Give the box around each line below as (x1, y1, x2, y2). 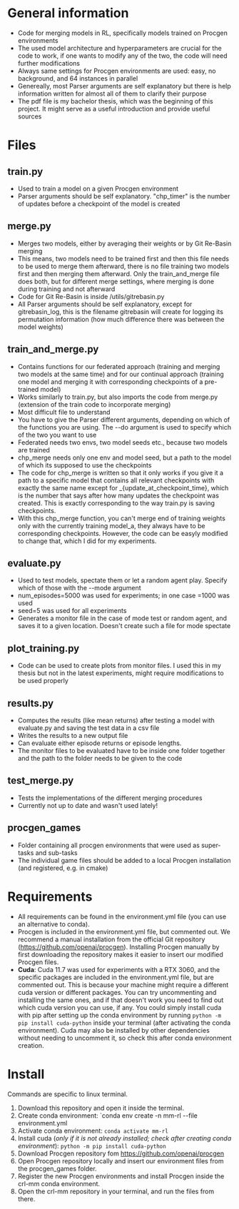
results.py (7, 697, 54, 709)
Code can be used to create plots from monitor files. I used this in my (17, 662, 221, 670)
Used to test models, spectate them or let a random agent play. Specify (17, 576, 228, 585)
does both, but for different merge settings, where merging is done (17, 277, 215, 285)
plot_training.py (7, 642, 80, 654)
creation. (17, 1041, 44, 1050)
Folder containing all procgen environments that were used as (17, 841, 200, 849)
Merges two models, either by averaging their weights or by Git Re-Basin (17, 239, 232, 248)
